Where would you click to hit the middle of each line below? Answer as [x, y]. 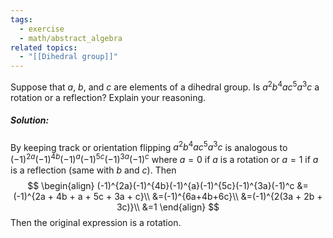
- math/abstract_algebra [71, 38]
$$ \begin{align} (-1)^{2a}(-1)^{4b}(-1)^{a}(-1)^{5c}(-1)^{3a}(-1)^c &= [168, 186]
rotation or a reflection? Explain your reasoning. [108, 97]
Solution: [30, 120]
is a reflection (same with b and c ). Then [93, 170]
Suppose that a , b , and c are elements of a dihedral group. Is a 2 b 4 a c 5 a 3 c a [165, 86]
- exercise [42, 29]
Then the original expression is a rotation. [96, 223]
